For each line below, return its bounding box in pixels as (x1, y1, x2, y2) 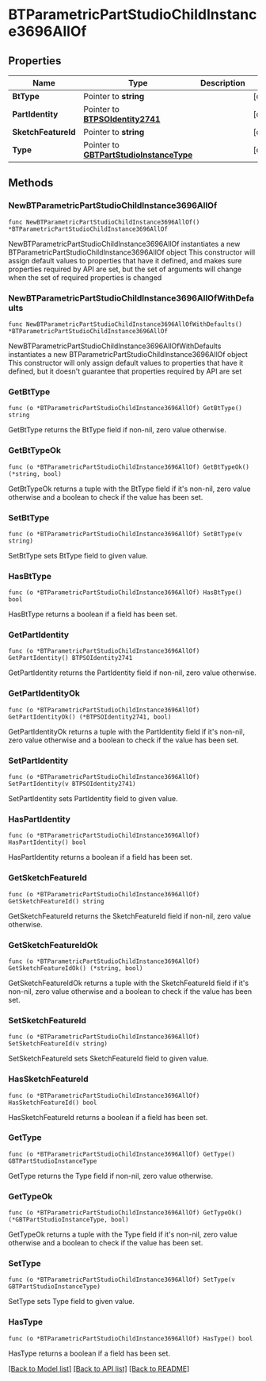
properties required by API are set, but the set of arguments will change (8, 264, 242, 274)
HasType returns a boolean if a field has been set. (8, 1348, 171, 1358)
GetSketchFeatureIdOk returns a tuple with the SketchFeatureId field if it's (8, 978, 249, 988)
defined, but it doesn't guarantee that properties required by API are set (8, 366, 242, 376)
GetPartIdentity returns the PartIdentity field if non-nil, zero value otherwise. (8, 668, 257, 677)
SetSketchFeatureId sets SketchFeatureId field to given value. (8, 1053, 209, 1064)
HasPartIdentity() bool (8, 838, 87, 846)
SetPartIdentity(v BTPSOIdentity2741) (8, 780, 136, 788)
